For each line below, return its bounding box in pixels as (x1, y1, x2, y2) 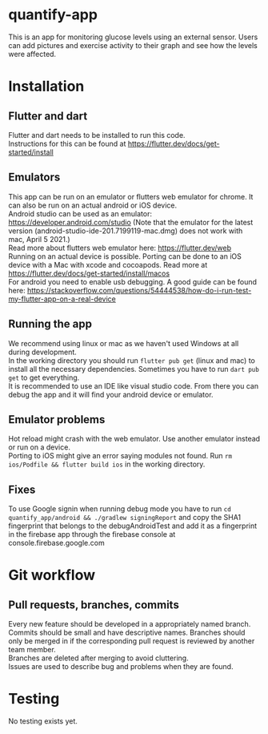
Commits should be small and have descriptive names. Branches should (8, 627, 246, 638)
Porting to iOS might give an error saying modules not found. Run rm (8, 451, 233, 461)
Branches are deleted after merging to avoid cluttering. (8, 653, 190, 663)
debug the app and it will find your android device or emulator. (8, 389, 214, 399)
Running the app (8, 317, 92, 331)
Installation (8, 78, 85, 95)
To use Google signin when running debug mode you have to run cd (8, 504, 232, 514)
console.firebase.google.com (8, 538, 106, 548)
